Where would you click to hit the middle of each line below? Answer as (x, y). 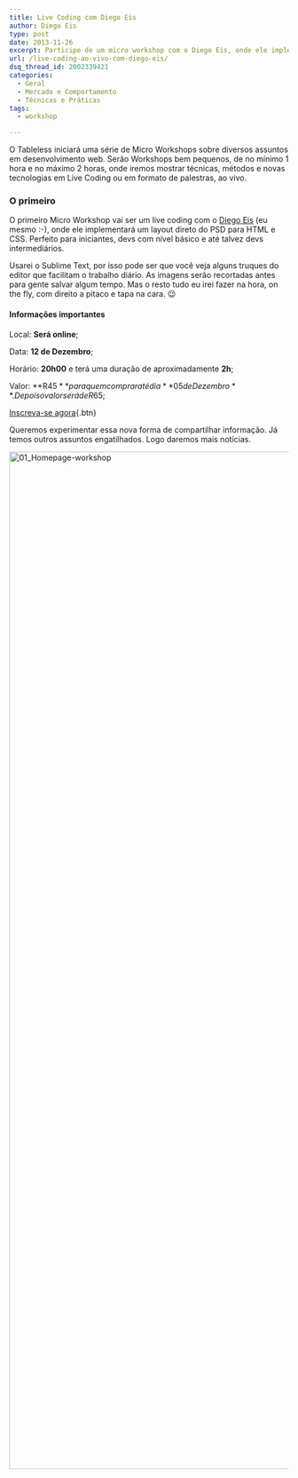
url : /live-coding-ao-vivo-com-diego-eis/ (89, 59)
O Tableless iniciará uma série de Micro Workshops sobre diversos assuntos (149, 150)
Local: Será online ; (44, 334)
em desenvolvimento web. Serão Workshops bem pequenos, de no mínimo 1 (149, 159)
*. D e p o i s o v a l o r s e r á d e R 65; (57, 395)
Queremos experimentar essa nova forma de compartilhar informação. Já (143, 429)
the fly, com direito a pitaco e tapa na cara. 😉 (93, 294)
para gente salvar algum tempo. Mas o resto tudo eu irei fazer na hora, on (144, 284)
